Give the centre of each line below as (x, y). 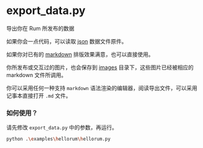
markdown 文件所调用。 (37, 75)
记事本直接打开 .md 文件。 (39, 95)
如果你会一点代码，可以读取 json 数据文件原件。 (67, 41)
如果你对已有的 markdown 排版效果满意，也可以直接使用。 (80, 54)
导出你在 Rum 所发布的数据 (40, 28)
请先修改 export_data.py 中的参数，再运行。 (62, 128)
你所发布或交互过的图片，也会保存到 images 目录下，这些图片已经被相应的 (100, 67)
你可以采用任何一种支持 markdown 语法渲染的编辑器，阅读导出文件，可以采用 (102, 88)
